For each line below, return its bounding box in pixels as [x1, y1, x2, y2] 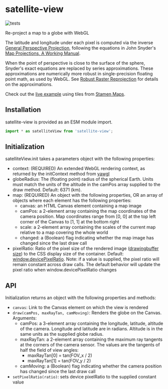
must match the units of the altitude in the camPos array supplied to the [12, 182, 160, 188]
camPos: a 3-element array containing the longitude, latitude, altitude [20, 320, 163, 327]
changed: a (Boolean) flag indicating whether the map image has [20, 235, 154, 241]
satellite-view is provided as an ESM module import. [5, 119, 113, 125]
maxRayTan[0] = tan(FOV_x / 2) [27, 352, 93, 358]
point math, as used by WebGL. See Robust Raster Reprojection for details [5, 76, 158, 82]
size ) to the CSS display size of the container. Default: [12, 251, 124, 257]
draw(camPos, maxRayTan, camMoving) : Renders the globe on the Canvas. [12, 310, 162, 316]
